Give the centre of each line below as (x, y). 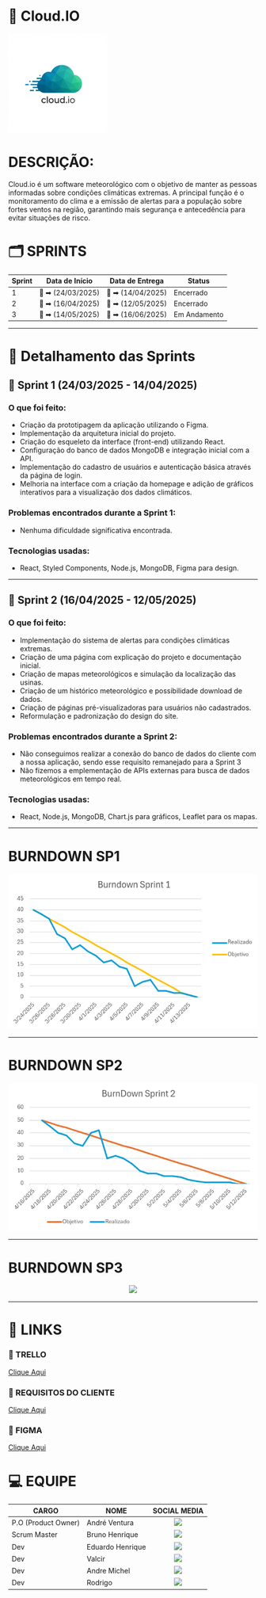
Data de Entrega (137, 281)
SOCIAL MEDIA (179, 1510)
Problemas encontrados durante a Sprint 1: (92, 513)
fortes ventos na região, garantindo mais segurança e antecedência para (127, 209)
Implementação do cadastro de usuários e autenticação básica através (135, 467)
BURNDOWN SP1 (64, 856)
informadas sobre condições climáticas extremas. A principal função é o (126, 193)
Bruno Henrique (112, 1535)
